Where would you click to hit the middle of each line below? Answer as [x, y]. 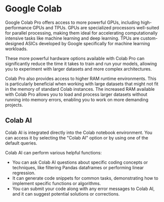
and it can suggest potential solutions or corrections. [66, 194]
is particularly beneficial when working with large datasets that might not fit [82, 84]
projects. [14, 105]
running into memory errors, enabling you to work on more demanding [77, 99]
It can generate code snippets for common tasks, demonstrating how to [85, 178]
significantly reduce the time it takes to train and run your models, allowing [81, 64]
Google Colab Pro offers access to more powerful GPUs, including [72, 22]
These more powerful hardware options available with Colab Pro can [75, 58]
